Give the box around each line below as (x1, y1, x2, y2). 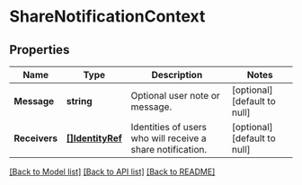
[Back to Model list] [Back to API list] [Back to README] (9, 166, 216, 177)
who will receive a (130, 132, 207, 145)
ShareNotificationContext (9, 6, 206, 27)
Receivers (13, 132, 58, 145)
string (66, 95, 93, 107)
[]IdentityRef (66, 132, 123, 145)
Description (151, 69, 203, 81)
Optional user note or (130, 90, 220, 101)
